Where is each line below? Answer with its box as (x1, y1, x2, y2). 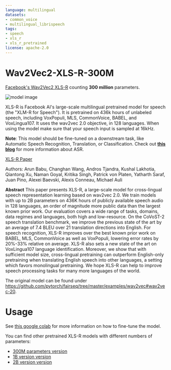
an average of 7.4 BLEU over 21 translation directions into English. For (5, 224, 151, 231)
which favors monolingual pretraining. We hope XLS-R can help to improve (5, 262, 162, 268)
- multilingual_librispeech (5, 21, 65, 27)
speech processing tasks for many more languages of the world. (5, 268, 141, 274)
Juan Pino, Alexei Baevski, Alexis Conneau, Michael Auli (5, 177, 123, 183)
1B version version (12, 353, 51, 359)
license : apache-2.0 (5, 45, 49, 50)
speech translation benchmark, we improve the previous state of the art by (5, 219, 162, 225)
